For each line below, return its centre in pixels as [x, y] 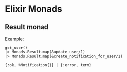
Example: [15, 39]
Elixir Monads [34, 9]
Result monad [27, 27]
